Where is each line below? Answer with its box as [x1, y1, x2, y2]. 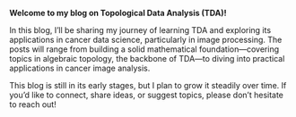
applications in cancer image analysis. [9, 63, 151, 73]
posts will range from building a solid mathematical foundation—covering [9, 44, 280, 54]
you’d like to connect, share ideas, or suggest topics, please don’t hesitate [9, 89, 284, 100]
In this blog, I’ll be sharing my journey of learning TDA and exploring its [9, 25, 272, 35]
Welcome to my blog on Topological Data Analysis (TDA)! [9, 8, 227, 18]
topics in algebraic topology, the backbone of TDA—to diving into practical [9, 54, 285, 63]
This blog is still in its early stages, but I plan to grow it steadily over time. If [9, 80, 287, 90]
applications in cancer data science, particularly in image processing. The [9, 35, 283, 45]
